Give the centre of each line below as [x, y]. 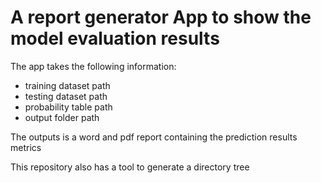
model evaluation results [115, 38]
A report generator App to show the [161, 17]
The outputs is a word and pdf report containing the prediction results [154, 137]
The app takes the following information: [93, 66]
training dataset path [67, 85]
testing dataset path [66, 96]
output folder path [62, 117]
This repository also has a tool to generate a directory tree [130, 167]
